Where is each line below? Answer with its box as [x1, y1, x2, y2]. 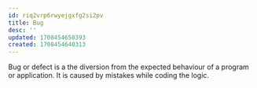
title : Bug [8, 19, 44, 27]
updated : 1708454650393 [8, 33, 86, 42]
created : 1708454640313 [8, 41, 86, 49]
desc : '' [8, 26, 37, 34]
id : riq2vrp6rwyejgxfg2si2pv [8, 11, 104, 20]
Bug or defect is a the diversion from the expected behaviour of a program [8, 62, 249, 71]
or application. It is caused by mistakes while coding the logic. [8, 71, 210, 80]
